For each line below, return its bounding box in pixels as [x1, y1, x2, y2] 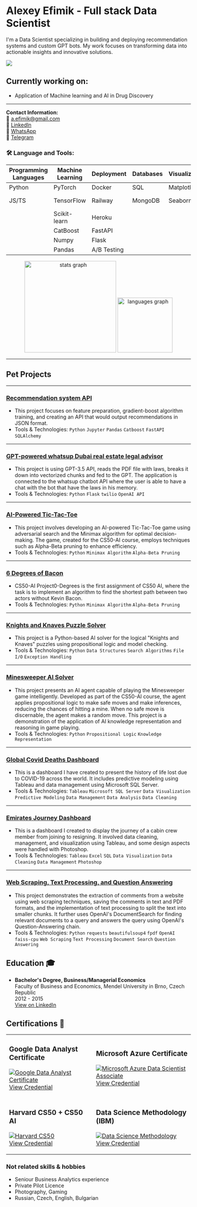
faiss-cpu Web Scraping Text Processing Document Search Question [14, 936, 176, 942]
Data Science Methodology [96, 1108, 187, 1117]
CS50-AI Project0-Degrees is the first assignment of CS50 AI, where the [14, 582, 189, 590]
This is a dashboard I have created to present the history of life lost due [14, 769, 188, 776]
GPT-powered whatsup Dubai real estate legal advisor [6, 453, 163, 461]
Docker [91, 183, 112, 192]
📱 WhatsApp [6, 127, 36, 134]
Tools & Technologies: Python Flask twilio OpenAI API [14, 491, 145, 498]
